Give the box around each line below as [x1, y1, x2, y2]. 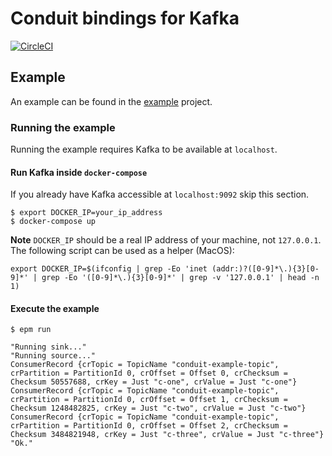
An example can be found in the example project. [10, 95, 213, 107]
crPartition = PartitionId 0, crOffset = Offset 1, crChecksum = [10, 395, 288, 405]
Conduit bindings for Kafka [10, 7, 240, 30]
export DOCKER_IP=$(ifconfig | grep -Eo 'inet [10, 264, 208, 274]
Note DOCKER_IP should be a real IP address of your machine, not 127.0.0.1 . [10, 234, 322, 246]
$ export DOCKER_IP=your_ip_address [10, 208, 163, 218]
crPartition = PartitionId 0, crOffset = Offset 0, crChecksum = [10, 368, 288, 379]
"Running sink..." [10, 342, 87, 352]
